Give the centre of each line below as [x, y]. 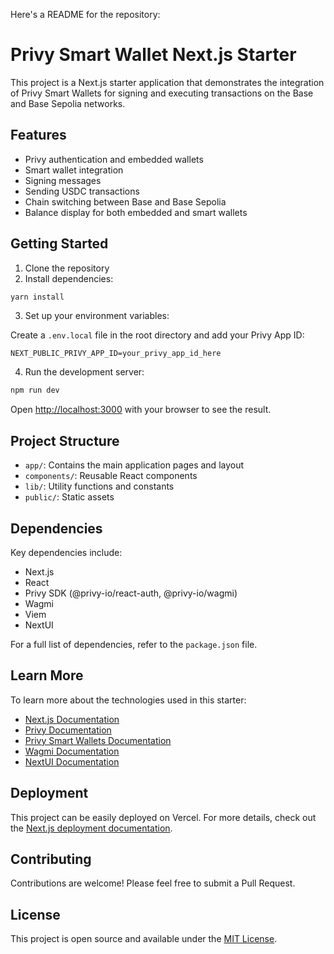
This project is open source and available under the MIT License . [144, 939]
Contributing [51, 859]
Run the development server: [84, 372]
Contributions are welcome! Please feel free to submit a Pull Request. [153, 883]
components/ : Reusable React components [111, 476]
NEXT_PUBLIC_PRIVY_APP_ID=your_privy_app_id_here [116, 354]
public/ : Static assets [69, 497]
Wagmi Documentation [72, 751]
